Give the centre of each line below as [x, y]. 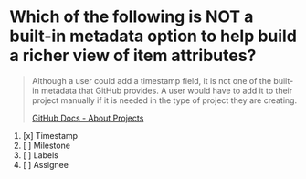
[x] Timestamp [50, 135]
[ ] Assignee [45, 164]
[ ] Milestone [47, 145]
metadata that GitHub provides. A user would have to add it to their [167, 90]
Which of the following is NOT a [132, 17]
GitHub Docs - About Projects [88, 118]
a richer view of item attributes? [133, 56]
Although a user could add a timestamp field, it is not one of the [152, 80]
